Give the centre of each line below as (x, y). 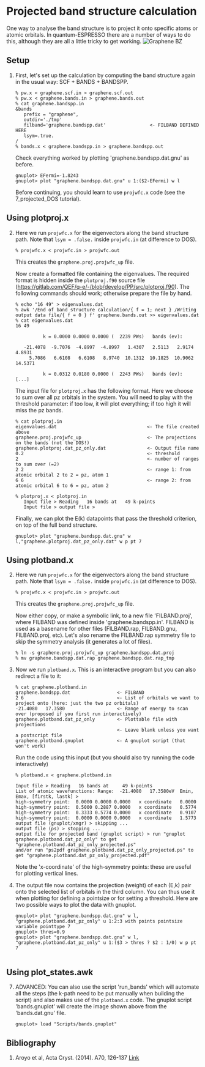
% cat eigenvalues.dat (44, 320)
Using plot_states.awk (50, 972)
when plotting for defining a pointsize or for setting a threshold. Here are (106, 898)
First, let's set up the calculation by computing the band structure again (105, 75)
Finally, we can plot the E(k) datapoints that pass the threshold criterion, (106, 518)
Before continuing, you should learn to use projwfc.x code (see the (100, 192)
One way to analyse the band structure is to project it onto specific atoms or (102, 28)
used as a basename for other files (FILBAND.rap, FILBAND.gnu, (96, 629)
